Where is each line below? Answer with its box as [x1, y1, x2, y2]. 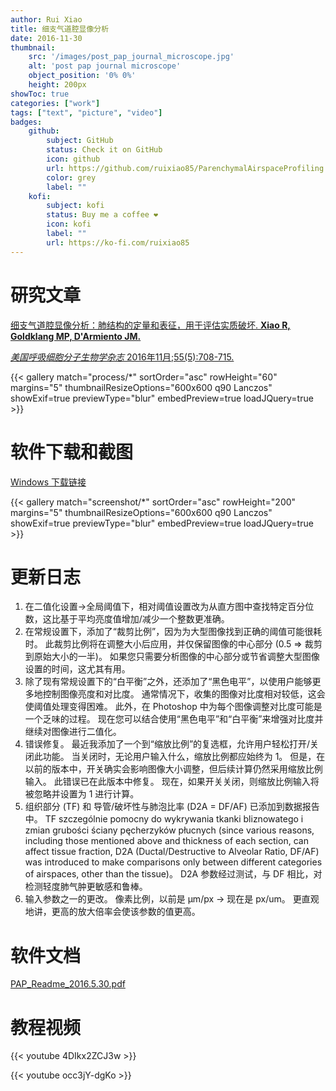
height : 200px [28, 80, 87, 90]
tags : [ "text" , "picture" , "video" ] [10, 107, 163, 118]
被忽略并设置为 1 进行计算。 [24, 788, 140, 800]
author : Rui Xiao [10, 14, 83, 25]
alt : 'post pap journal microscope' [28, 61, 182, 71]
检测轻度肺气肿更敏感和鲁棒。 [24, 881, 148, 893]
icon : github [46, 154, 101, 164]
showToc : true [10, 89, 70, 99]
